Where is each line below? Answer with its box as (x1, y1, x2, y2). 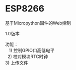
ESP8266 (5, 3, 45, 14)
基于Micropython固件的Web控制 (5, 20, 71, 26)
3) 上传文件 (5, 60, 28, 66)
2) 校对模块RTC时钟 (7, 53, 48, 60)
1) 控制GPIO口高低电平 (8, 47, 55, 53)
